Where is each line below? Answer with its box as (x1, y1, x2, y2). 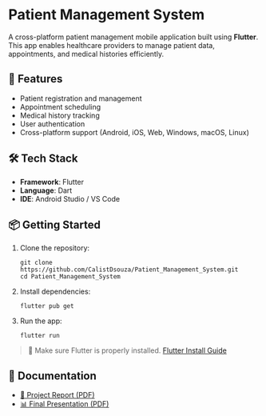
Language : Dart (19, 186, 73, 195)
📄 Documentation (8, 369, 97, 382)
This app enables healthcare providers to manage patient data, (8, 40, 216, 50)
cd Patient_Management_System (19, 273, 121, 281)
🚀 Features (8, 72, 63, 86)
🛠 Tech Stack (8, 152, 78, 166)
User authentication (19, 118, 85, 129)
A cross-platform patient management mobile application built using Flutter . (8, 32, 259, 42)
